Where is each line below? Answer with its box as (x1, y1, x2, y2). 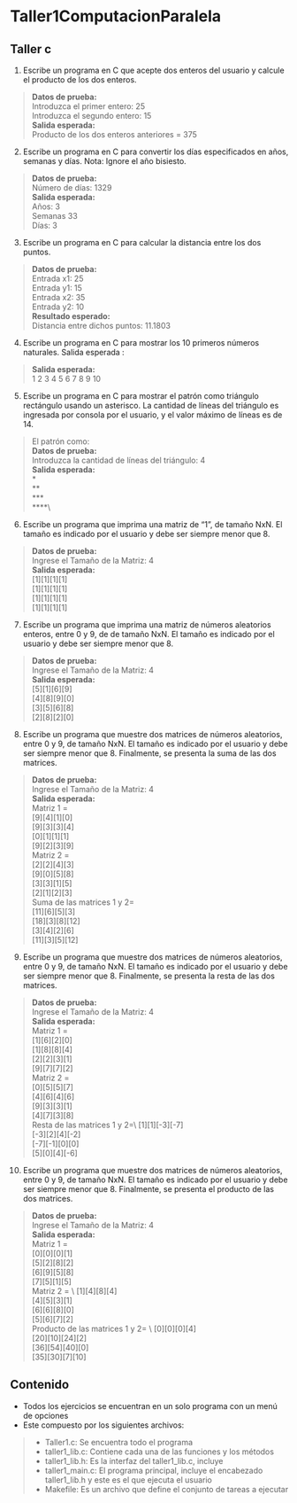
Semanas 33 (31, 211, 78, 221)
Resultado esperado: (31, 311, 110, 321)
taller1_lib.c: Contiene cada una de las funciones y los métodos (44, 1446, 275, 1457)
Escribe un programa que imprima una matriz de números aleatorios (22, 619, 272, 630)
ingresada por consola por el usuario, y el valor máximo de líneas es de (22, 409, 283, 420)
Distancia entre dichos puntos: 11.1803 (31, 321, 171, 331)
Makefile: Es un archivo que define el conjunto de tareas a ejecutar (44, 1484, 289, 1494)
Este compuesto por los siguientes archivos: (22, 1420, 185, 1430)
